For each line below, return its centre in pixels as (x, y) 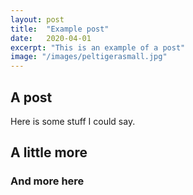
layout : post (37, 19)
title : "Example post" (60, 29)
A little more (49, 152)
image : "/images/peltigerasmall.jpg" (89, 57)
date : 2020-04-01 (51, 38)
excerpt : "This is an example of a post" (98, 47)
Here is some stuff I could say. (73, 121)
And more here (47, 181)
